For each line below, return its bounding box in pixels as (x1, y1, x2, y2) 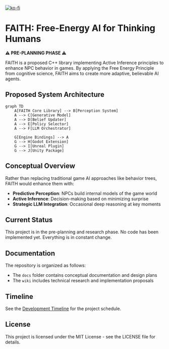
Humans (5, 33, 41, 45)
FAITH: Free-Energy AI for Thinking (5, 23, 155, 34)
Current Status (5, 215, 53, 224)
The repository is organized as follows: (5, 263, 86, 269)
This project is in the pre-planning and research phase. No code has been (5, 229, 159, 235)
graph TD (5, 104, 24, 109)
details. (5, 339, 21, 345)
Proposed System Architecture (5, 90, 104, 99)
